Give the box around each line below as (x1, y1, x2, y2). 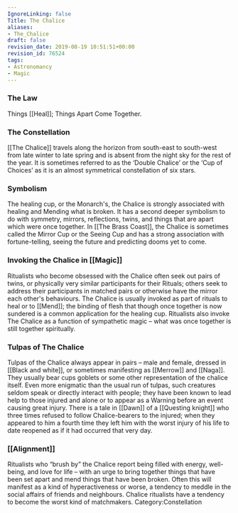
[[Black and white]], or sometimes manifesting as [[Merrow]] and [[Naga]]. (7, 365, 225, 374)
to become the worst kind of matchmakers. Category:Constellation (7, 498, 202, 507)
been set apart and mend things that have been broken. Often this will (7, 475, 212, 484)
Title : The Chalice (7, 17, 65, 24)
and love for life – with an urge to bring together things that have (27, 468, 215, 476)
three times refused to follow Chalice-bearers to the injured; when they (7, 411, 215, 419)
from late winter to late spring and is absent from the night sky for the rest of (7, 151, 232, 160)
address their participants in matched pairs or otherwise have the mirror (7, 286, 218, 295)
